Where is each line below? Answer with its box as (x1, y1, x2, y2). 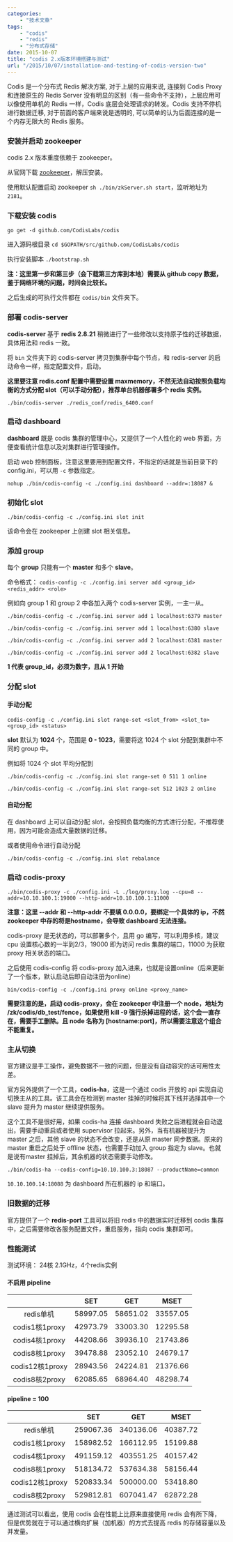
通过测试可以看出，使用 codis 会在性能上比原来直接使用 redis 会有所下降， (7, 1510, 221, 1518)
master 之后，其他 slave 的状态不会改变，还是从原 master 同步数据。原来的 (7, 1135, 223, 1144)
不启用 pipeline (7, 1278, 51, 1287)
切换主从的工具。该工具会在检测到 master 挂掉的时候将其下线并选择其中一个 (7, 1094, 226, 1103)
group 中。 (20, 744, 52, 753)
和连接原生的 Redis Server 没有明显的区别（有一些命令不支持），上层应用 (7, 91, 215, 99)
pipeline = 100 (7, 1394, 49, 1403)
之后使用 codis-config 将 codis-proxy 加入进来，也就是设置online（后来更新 (7, 964, 225, 972)
